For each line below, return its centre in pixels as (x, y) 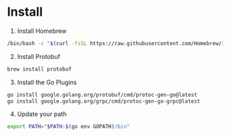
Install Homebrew (42, 31)
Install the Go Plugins (47, 82)
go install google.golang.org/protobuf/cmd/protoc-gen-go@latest (102, 95)
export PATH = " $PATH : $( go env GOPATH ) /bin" (68, 127)
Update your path (42, 114)
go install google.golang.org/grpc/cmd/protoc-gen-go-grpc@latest (104, 101)
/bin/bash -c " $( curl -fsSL (47, 43)
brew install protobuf (39, 69)
